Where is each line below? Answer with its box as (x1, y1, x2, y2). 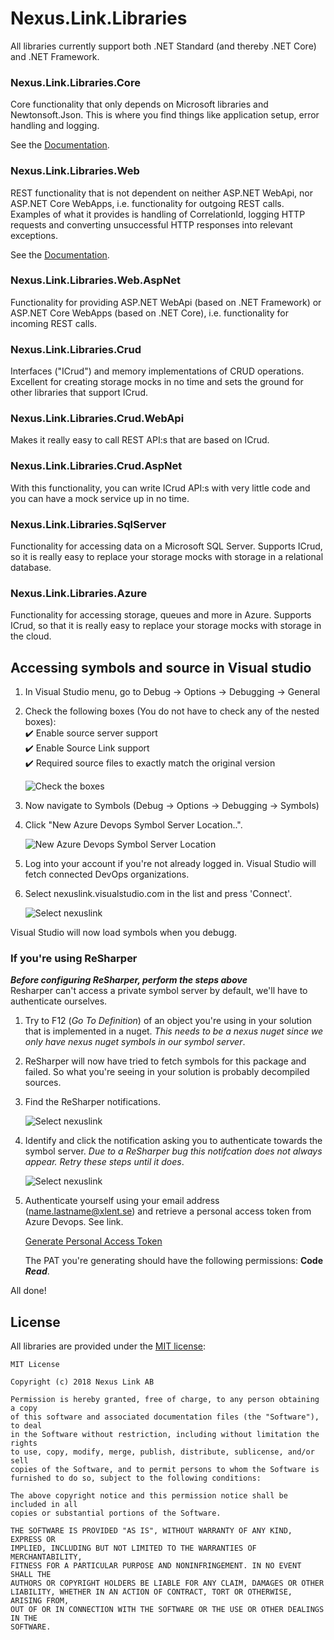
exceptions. (10, 229, 58, 241)
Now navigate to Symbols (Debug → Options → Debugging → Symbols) (24, 800, 320, 812)
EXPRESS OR (10, 1535, 56, 1545)
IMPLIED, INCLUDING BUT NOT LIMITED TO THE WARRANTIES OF (10, 1543, 257, 1554)
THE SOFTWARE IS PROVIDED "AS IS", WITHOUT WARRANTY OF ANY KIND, (10, 1526, 293, 1536)
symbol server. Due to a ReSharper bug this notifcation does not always (24, 1145, 323, 1157)
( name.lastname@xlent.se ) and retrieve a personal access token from (24, 1205, 312, 1217)
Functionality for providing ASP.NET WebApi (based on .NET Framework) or (10, 296, 322, 308)
